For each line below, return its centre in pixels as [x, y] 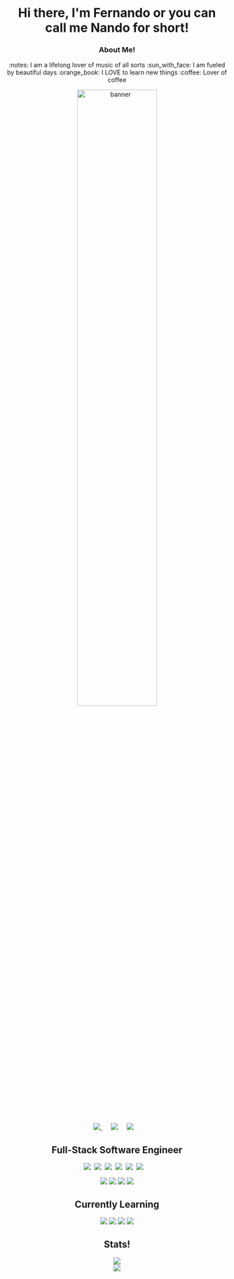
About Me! [117, 50]
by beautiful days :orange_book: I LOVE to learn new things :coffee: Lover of [117, 72]
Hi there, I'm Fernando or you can [117, 13]
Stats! [117, 1244]
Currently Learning [117, 1204]
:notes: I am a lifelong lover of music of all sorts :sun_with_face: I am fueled [117, 65]
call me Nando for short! [117, 28]
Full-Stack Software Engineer [117, 1150]
